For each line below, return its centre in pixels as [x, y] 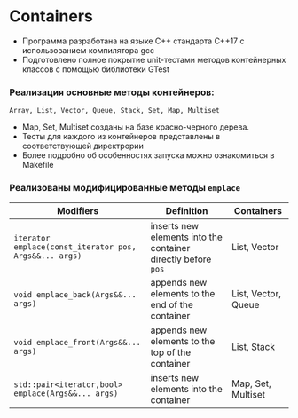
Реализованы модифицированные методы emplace [125, 188]
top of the [171, 352]
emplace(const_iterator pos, [75, 247]
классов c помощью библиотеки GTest [96, 69]
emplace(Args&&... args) [66, 393]
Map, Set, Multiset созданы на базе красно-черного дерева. [136, 127]
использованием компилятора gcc [88, 50]
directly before [181, 259]
